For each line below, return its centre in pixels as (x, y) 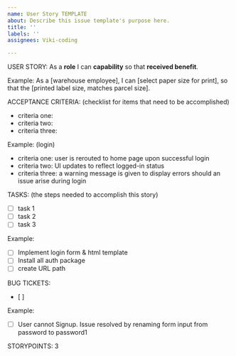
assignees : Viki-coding (43, 41)
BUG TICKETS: (29, 283)
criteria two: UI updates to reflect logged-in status (91, 166)
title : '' (22, 27)
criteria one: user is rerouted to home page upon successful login (113, 158)
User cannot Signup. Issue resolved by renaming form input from (113, 324)
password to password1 (52, 332)
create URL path (42, 269)
